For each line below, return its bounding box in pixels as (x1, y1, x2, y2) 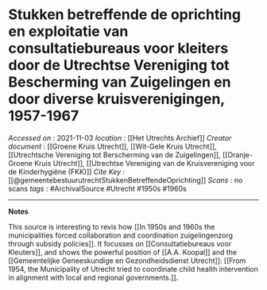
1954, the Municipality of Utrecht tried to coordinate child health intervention (8, 264, 258, 273)
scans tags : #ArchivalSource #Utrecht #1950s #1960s (8, 184, 187, 193)
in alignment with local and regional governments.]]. (8, 273, 179, 282)
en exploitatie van (8, 22, 129, 41)
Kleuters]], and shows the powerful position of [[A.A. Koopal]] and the (8, 247, 238, 257)
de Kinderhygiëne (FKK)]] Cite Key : (8, 167, 126, 176)
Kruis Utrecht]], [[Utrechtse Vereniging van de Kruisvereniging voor (34, 158, 256, 168)
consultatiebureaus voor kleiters (8, 40, 229, 57)
